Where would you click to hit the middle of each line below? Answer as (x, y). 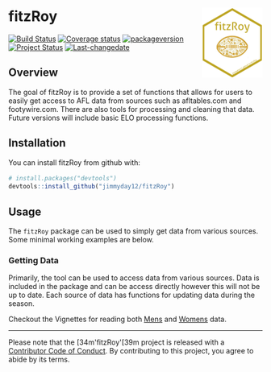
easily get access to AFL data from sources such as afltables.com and (125, 101)
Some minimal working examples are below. (81, 240)
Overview (33, 73)
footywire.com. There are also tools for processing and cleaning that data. (131, 109)
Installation (37, 143)
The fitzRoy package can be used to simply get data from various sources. (133, 231)
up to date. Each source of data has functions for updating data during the (132, 295)
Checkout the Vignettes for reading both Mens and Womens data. (118, 319)
